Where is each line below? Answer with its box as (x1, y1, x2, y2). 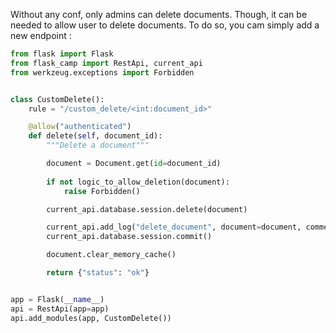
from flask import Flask (10, 49, 114, 59)
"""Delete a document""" (46, 140, 150, 151)
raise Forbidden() (63, 186, 141, 196)
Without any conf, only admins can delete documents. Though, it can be (10, 9, 308, 20)
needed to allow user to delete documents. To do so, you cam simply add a (10, 19, 320, 31)
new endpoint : (10, 30, 72, 41)
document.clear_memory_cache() (46, 250, 177, 260)
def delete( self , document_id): (28, 131, 163, 141)
